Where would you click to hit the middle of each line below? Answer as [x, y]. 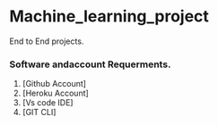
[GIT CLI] [39, 112]
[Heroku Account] [56, 93]
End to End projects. [47, 41]
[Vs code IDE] [48, 103]
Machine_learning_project [109, 17]
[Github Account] [54, 84]
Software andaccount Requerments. [90, 64]
